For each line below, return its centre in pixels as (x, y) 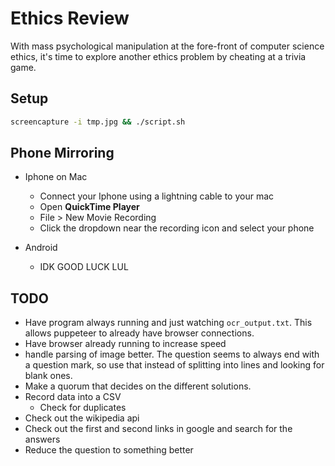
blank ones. (48, 376)
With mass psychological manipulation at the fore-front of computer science (167, 46)
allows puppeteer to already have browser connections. (139, 333)
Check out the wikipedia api (82, 418)
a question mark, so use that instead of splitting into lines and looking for (174, 365)
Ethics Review (70, 18)
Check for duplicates (83, 408)
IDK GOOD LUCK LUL (84, 267)
